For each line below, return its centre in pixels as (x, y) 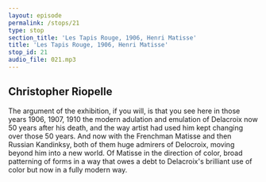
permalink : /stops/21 (44, 23)
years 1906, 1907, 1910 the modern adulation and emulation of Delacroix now (133, 119)
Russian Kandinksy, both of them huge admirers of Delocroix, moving (121, 144)
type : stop (26, 30)
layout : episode (35, 15)
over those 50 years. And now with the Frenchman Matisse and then (120, 136)
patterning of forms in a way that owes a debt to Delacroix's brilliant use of (130, 161)
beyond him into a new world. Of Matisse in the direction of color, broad (126, 153)
